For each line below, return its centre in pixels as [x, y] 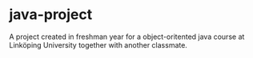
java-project [51, 15]
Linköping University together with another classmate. [98, 44]
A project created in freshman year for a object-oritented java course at [127, 37]
